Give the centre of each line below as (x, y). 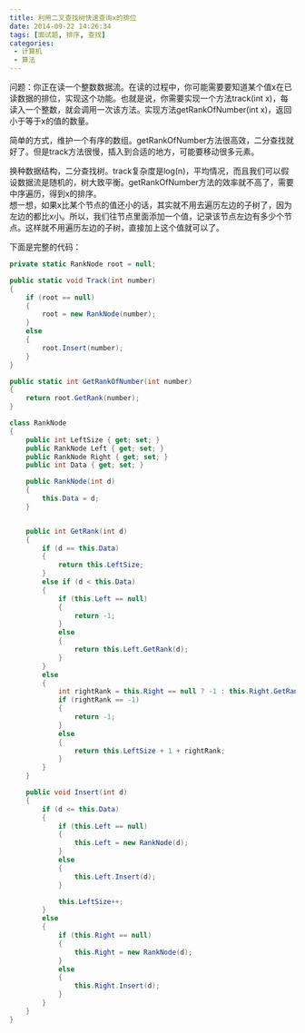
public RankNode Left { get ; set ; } (95, 448)
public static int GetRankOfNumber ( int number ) (101, 381)
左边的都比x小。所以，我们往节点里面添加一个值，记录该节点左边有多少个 (147, 216)
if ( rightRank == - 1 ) (99, 700)
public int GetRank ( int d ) (77, 531)
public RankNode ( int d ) (71, 482)
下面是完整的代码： (45, 247)
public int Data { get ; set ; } (85, 465)
